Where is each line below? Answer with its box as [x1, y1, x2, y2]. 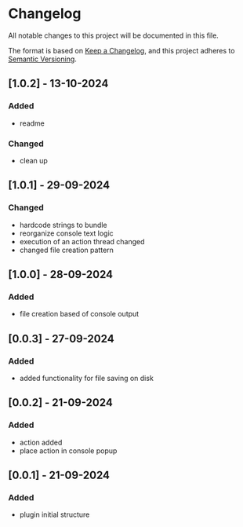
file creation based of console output [19, 309, 140, 319]
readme [19, 119, 45, 128]
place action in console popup [19, 445, 118, 456]
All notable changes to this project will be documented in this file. [8, 31, 219, 40]
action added [19, 437, 63, 447]
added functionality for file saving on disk [19, 373, 154, 382]
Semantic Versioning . [8, 54, 77, 64]
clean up [19, 156, 49, 165]
